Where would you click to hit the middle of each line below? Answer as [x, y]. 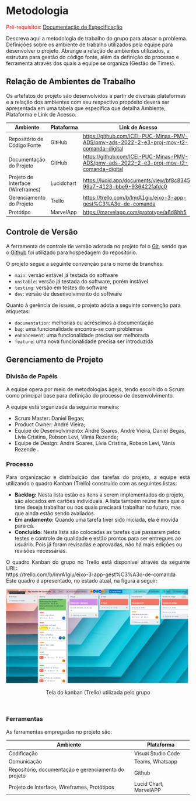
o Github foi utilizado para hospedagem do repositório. [72, 252]
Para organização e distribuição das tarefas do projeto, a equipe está [98, 477]
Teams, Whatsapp [156, 761]
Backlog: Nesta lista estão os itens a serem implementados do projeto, [99, 494]
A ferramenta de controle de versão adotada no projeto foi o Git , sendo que [97, 246]
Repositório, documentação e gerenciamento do [66, 769]
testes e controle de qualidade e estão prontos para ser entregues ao [98, 538]
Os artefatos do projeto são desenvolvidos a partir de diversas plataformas [96, 95]
